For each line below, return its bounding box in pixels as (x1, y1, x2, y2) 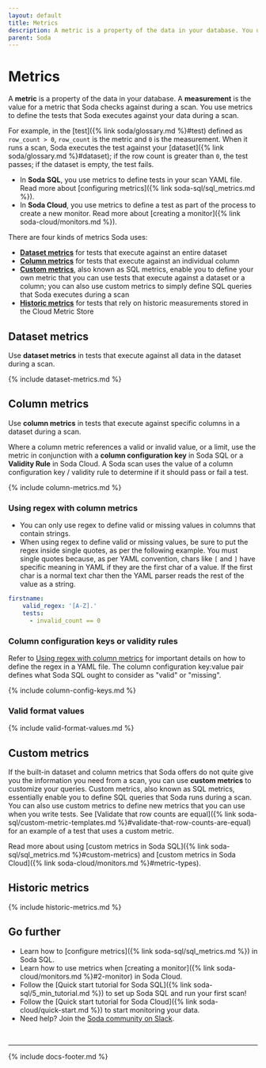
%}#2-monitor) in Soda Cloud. (83, 971, 183, 981)
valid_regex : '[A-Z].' (22, 602, 97, 610)
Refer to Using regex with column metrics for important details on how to (8, 653, 245, 663)
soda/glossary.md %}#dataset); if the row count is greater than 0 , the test (8, 151, 249, 161)
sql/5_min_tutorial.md (19, 988, 90, 998)
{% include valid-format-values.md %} (8, 724, 135, 733)
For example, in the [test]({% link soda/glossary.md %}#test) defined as (8, 126, 243, 135)
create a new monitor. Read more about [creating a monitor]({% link (19, 209, 241, 219)
